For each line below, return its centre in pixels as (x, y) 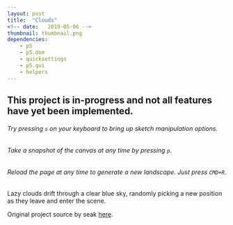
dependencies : (28, 40)
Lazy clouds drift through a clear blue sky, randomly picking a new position (115, 194)
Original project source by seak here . (60, 215)
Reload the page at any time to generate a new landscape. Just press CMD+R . (117, 172)
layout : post (26, 14)
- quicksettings (43, 59)
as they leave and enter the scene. (57, 201)
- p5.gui (32, 65)
